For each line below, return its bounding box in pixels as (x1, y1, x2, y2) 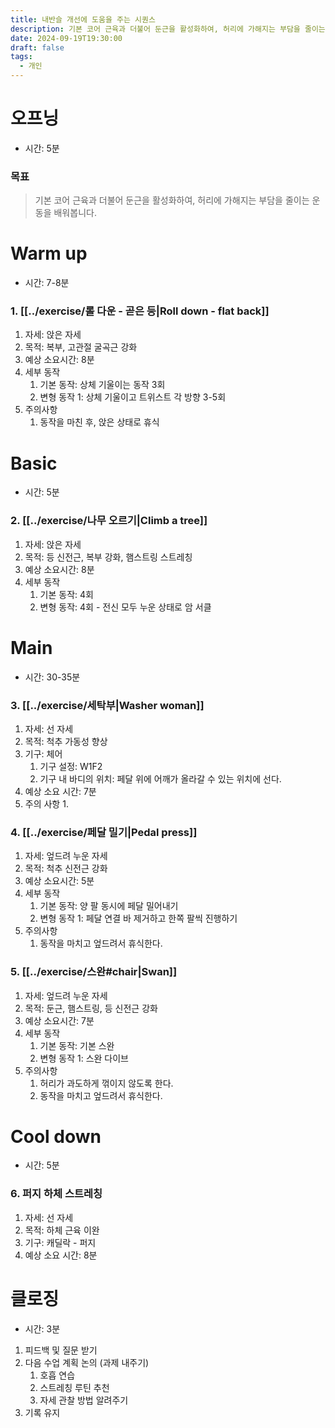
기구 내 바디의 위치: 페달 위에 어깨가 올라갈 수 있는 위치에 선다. (39, 772, 282, 785)
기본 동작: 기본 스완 (39, 1039, 115, 1051)
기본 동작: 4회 (39, 588, 94, 600)
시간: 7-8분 (24, 277, 70, 289)
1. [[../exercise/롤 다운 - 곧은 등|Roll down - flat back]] (10, 304, 270, 318)
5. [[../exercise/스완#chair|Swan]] (10, 965, 178, 979)
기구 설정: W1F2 (39, 760, 103, 772)
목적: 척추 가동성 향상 (24, 735, 108, 747)
